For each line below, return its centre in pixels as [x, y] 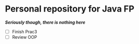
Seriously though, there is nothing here [45, 22]
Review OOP [24, 37]
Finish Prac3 [24, 31]
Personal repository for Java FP [70, 9]
